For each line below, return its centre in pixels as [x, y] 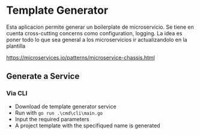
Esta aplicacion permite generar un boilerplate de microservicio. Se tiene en [100, 27]
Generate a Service [43, 76]
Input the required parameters [52, 119]
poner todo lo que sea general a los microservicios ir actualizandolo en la [97, 39]
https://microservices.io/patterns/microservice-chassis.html [80, 57]
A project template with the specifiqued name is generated [87, 125]
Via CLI [17, 93]
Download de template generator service [65, 106]
